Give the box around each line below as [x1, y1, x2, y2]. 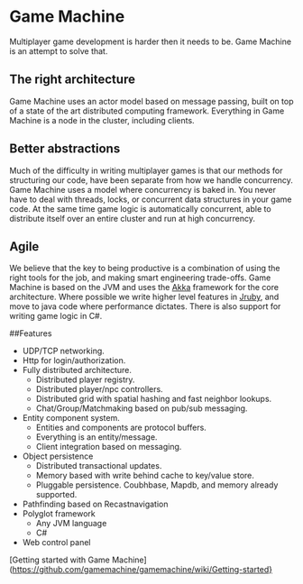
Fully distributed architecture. [22, 365, 133, 376]
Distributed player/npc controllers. [35, 384, 164, 395]
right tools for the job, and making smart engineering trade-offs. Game [9, 272, 271, 283]
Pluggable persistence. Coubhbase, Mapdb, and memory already [35, 479, 279, 490]
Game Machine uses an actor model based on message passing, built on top [9, 96, 294, 106]
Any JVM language [35, 518, 107, 529]
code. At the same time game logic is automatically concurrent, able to [9, 203, 272, 214]
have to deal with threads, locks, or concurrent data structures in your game [9, 194, 292, 205]
